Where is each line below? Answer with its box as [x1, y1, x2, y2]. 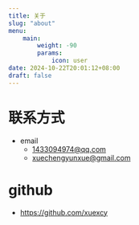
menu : [8, 27, 27, 35]
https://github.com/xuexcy [19, 207, 108, 217]
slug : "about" [8, 19, 56, 27]
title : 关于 [8, 11, 46, 20]
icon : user [51, 57, 88, 65]
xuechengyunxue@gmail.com [31, 153, 131, 162]
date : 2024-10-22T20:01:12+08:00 [8, 64, 121, 72]
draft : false [8, 72, 52, 80]
